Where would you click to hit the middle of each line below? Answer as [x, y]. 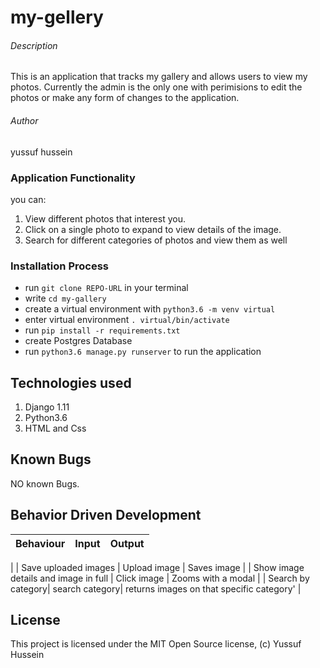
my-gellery [57, 17]
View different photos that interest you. [105, 218]
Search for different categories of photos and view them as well [156, 240]
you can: [28, 199]
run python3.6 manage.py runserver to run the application [143, 352]
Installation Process [59, 266]
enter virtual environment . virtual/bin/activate [127, 320]
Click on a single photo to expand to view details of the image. [153, 229]
